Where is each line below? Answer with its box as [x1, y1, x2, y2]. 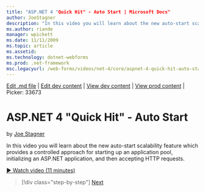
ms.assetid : [6, 49, 37, 55]
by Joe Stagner [6, 130, 45, 138]
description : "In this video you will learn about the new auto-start [6, 20, 190, 26]
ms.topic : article [6, 43, 53, 49]
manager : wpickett [6, 32, 53, 38]
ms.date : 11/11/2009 [6, 37, 59, 43]
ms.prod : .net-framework [6, 60, 70, 66]
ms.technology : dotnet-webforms [6, 54, 88, 60]
